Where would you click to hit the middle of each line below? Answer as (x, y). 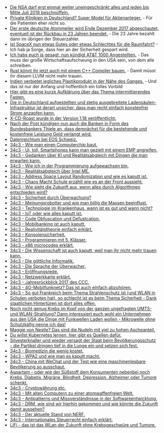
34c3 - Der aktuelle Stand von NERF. (47, 414)
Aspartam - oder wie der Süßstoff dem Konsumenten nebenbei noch (80, 372)
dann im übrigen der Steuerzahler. (45, 39)
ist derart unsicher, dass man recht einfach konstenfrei (92, 108)
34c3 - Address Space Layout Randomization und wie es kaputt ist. (79, 176)
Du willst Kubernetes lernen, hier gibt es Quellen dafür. (66, 335)
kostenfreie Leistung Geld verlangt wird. (51, 134)
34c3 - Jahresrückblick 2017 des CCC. (50, 282)
